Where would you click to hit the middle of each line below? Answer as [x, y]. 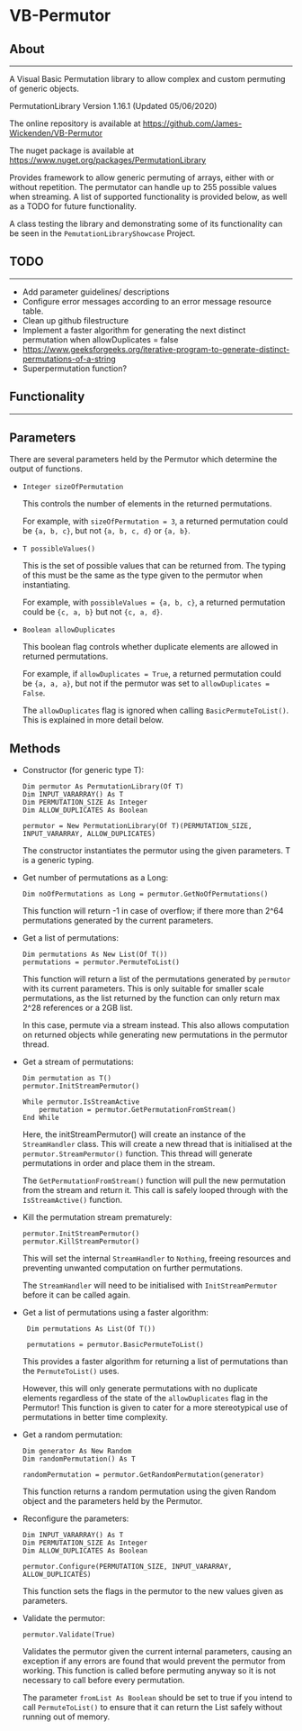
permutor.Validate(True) [69, 1635]
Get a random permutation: [72, 1435]
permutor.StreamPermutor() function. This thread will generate [138, 1153]
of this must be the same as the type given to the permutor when [142, 575]
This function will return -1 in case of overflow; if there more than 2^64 [153, 911]
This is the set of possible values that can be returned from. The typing [154, 566]
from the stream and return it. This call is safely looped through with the [155, 1190]
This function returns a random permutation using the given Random [149, 1491]
